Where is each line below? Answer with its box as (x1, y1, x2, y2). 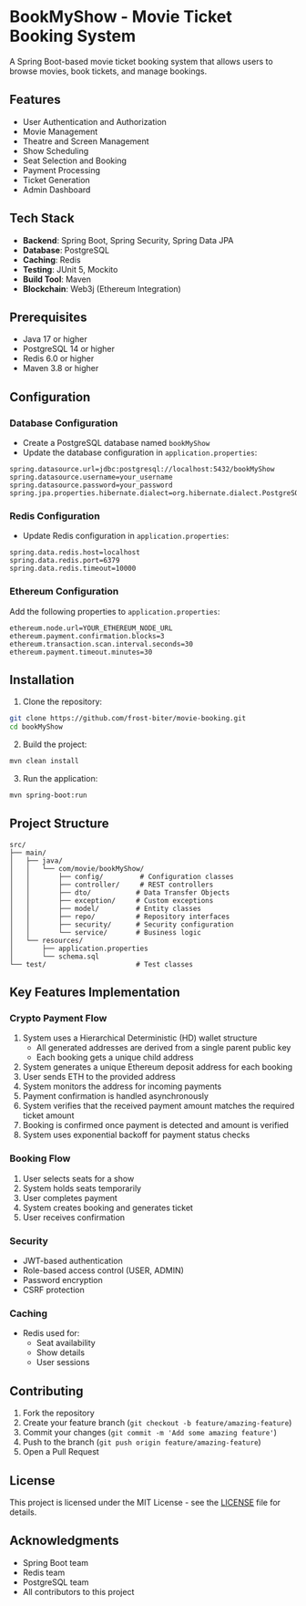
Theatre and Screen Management (22, 135, 149, 147)
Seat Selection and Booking (22, 155, 127, 166)
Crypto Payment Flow (9, 1012, 107, 1025)
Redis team (22, 1567, 66, 1578)
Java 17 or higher (22, 334, 88, 345)
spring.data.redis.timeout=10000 (9, 564, 137, 574)
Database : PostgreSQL (22, 244, 110, 255)
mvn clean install (9, 757, 79, 766)
